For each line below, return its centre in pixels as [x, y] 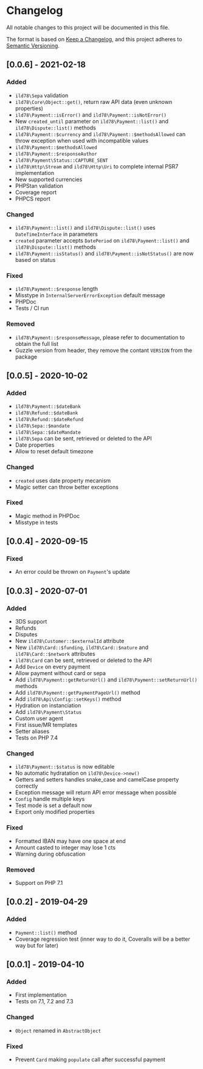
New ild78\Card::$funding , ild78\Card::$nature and [82, 647]
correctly [26, 786]
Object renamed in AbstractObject [58, 1030]
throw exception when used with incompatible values [82, 140]
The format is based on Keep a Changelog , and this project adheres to [94, 39]
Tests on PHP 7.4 [36, 738]
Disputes [26, 634]
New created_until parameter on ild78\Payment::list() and [92, 121]
